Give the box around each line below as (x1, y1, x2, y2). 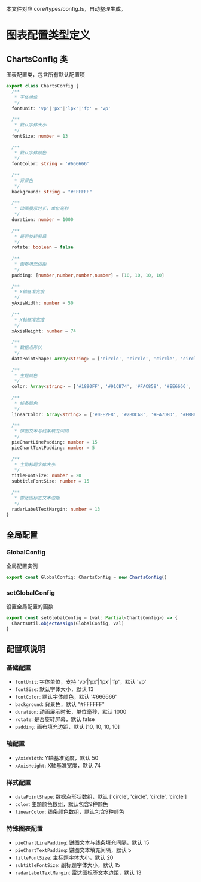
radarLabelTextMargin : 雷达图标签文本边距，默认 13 (14, 869, 142, 876)
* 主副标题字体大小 (14, 462, 56, 468)
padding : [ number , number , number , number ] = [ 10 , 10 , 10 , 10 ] (11, 272, 165, 278)
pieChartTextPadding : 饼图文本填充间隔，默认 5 (14, 847, 132, 854)
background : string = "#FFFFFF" (11, 189, 93, 195)
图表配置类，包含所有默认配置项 (6, 71, 85, 78)
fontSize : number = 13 (11, 133, 68, 139)
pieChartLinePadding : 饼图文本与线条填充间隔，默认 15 (14, 839, 150, 846)
